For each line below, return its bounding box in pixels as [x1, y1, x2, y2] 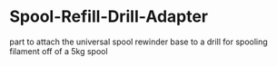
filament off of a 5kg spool [9, 45, 108, 56]
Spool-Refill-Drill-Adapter [9, 6, 209, 27]
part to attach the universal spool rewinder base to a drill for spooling [9, 36, 268, 47]
